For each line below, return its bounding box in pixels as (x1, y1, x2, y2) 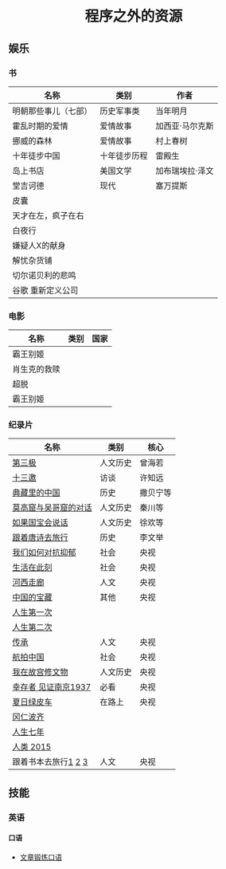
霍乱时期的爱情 (12, 120, 69, 132)
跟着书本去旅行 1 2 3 (12, 757, 88, 768)
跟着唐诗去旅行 (12, 532, 69, 543)
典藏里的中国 (12, 487, 61, 498)
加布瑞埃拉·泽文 (155, 165, 214, 176)
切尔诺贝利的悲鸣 (12, 269, 77, 281)
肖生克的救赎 (12, 364, 61, 375)
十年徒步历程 (99, 150, 149, 161)
